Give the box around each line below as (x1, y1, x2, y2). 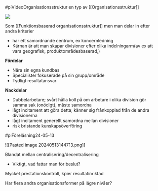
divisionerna (12, 113, 38, 118)
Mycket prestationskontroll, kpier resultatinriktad (5, 171, 104, 176)
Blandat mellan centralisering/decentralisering (5, 152, 99, 157)
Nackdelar (5, 87, 27, 93)
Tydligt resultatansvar (12, 78, 57, 83)
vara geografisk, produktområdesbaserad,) (12, 48, 100, 54)
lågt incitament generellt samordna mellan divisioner (12, 118, 119, 124)
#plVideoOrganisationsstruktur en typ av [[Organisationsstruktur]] (5, 4, 139, 10)
